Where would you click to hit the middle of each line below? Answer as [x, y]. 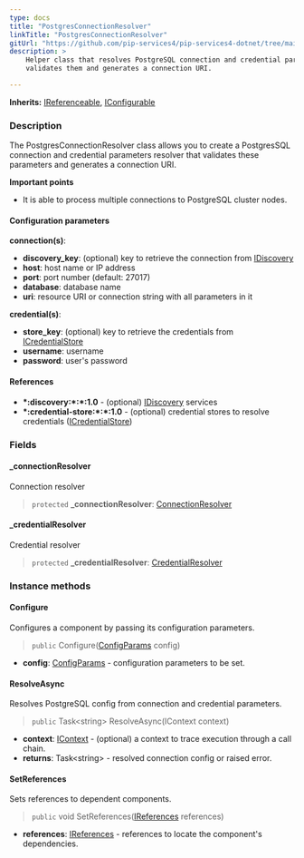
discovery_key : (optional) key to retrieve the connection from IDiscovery [158, 258]
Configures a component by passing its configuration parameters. [132, 628]
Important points [42, 182]
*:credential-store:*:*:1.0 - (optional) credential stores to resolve [146, 411]
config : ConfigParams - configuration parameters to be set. [134, 663]
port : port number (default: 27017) [86, 278]
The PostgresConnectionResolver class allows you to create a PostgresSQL [150, 145]
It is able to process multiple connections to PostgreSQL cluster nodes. [155, 200]
